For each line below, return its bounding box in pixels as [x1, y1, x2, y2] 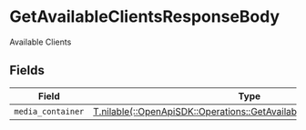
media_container [14, 106, 85, 116]
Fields [9, 63, 46, 78]
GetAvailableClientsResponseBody [9, 6, 280, 27]
